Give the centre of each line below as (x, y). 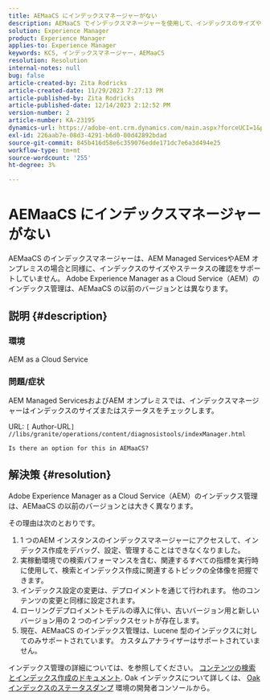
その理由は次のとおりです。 (54, 522)
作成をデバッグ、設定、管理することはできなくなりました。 (146, 550)
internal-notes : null (45, 68)
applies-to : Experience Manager (62, 46)
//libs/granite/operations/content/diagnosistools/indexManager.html (127, 435)
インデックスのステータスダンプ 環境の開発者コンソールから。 (111, 687)
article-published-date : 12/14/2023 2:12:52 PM (90, 105)
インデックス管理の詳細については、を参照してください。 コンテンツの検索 (132, 667)
